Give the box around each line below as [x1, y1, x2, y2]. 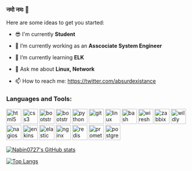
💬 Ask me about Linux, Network [14, 65, 95, 73]
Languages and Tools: [6, 95, 72, 103]
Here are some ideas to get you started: [6, 19, 105, 26]
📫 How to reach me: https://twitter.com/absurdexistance [14, 77, 156, 85]
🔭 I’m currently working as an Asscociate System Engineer [14, 42, 162, 50]
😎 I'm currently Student [14, 31, 76, 38]
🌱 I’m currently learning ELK [14, 54, 85, 61]
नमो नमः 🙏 [6, 5, 29, 14]
